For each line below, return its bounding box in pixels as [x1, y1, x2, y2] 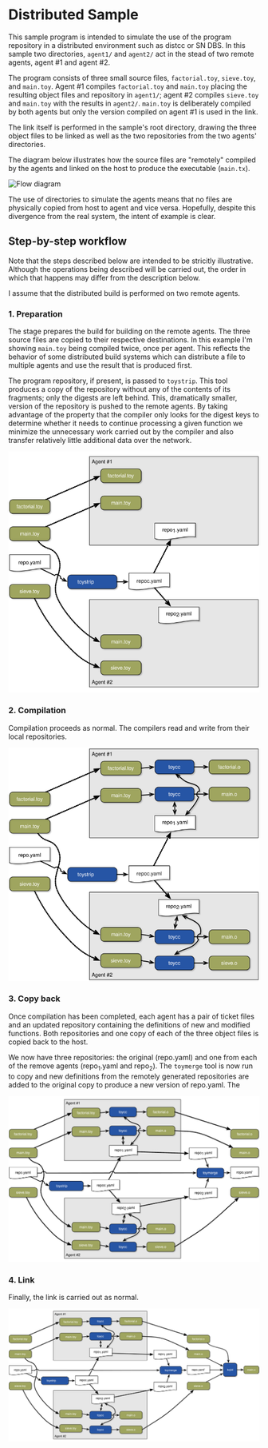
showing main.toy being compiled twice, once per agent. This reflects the [8, 344, 250, 353]
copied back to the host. [8, 1037, 89, 1047]
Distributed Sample [8, 6, 139, 24]
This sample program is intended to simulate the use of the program [8, 32, 232, 42]
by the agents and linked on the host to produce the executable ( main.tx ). [8, 163, 250, 173]
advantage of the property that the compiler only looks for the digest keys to [8, 410, 259, 420]
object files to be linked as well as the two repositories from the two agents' [8, 130, 257, 141]
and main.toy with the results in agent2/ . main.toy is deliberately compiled [8, 98, 251, 108]
